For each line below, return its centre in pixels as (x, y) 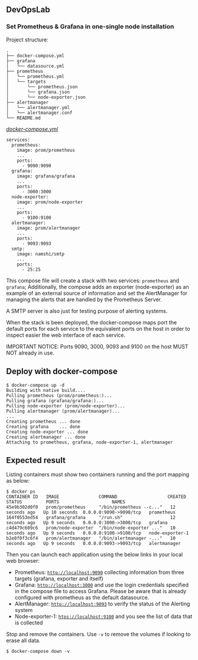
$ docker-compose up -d (35, 385)
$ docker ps (21, 492)
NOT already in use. (30, 353)
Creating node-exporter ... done (47, 432)
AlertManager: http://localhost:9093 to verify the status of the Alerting (102, 604)
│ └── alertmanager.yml (38, 107)
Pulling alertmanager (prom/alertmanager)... (63, 411)
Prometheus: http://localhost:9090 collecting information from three (99, 572)
